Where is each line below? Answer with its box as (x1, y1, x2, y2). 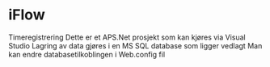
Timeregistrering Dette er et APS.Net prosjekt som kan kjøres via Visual (8, 32, 246, 42)
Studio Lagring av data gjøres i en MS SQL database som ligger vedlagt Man (8, 40, 263, 50)
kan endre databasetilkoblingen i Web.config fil (8, 49, 166, 59)
